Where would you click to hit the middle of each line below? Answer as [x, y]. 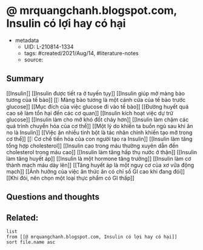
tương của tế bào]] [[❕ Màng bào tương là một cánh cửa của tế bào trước [96, 100]
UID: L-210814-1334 [49, 47]
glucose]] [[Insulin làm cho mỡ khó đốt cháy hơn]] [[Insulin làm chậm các [98, 120]
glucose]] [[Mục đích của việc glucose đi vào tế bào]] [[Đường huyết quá [98, 106]
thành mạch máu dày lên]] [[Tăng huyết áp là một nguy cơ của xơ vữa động [100, 165]
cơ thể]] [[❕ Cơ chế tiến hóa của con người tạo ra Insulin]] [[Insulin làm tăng [99, 139]
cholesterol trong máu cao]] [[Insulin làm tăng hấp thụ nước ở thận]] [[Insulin [102, 152]
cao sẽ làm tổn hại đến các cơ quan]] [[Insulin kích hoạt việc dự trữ [90, 113]
